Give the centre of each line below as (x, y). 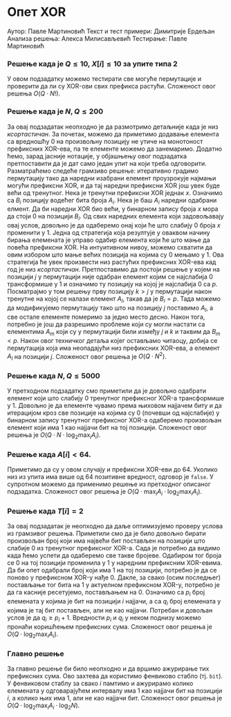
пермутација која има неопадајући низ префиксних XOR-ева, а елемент (113, 348)
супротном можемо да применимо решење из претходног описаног (109, 484)
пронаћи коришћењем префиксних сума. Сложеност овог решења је (110, 626)
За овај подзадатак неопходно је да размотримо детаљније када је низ (113, 127)
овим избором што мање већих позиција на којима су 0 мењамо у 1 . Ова (115, 255)
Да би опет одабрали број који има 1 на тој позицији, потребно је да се (112, 570)
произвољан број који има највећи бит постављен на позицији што (107, 541)
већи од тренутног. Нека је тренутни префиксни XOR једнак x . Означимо (115, 193)
